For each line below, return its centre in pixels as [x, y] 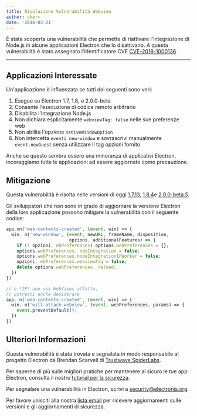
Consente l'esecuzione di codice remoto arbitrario [75, 107]
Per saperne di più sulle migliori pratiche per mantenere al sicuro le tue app [97, 371]
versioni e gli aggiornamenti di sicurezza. [56, 406]
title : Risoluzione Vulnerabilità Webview [59, 11]
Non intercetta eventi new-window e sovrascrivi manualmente [88, 138]
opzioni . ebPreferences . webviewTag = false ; [72, 262]
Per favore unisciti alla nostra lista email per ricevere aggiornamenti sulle [94, 400]
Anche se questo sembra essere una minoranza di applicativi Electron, [91, 156]
